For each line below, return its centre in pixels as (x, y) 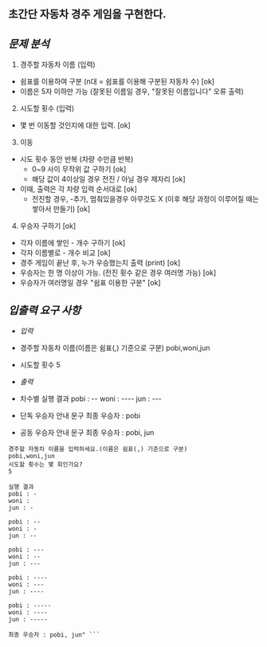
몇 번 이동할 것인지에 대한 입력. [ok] (75, 125)
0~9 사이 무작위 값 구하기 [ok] (79, 169)
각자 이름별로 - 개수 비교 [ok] (65, 253)
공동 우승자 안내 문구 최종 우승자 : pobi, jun (87, 433)
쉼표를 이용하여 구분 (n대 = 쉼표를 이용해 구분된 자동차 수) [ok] (117, 81)
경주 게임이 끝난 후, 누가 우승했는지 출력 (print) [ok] (100, 263)
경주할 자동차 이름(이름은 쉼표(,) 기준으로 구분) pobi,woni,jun (115, 348)
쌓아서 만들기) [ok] (61, 209)
